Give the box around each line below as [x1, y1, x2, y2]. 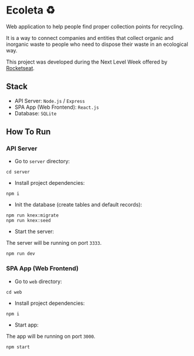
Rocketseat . [6, 64, 35, 71]
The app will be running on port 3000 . [6, 332, 96, 340]
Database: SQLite [14, 109, 57, 117]
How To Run [6, 127, 51, 137]
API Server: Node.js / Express [14, 97, 85, 104]
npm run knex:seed [6, 218, 51, 224]
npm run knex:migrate [6, 212, 59, 218]
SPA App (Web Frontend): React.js [14, 104, 100, 111]
